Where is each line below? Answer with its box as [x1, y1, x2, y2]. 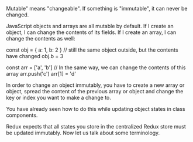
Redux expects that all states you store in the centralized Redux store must [6, 123, 186, 130]
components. [6, 111, 38, 119]
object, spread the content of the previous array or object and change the [6, 88, 184, 94]
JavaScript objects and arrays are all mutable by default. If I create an [6, 23, 174, 29]
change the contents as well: [6, 35, 75, 42]
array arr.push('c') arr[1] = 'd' [6, 70, 76, 77]
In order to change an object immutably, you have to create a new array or [6, 82, 185, 89]
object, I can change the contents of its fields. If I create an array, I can [6, 29, 177, 36]
